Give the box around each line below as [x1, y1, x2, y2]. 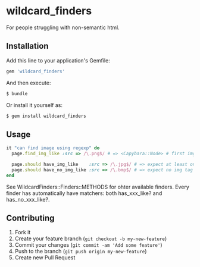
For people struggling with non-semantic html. [6, 24, 120, 31]
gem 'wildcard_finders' [6, 68, 65, 74]
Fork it [14, 229, 31, 236]
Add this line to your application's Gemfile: [6, 56, 110, 64]
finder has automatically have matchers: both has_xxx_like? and [6, 189, 162, 197]
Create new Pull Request [14, 254, 76, 261]
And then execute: [6, 79, 51, 86]
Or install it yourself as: [6, 101, 62, 108]
